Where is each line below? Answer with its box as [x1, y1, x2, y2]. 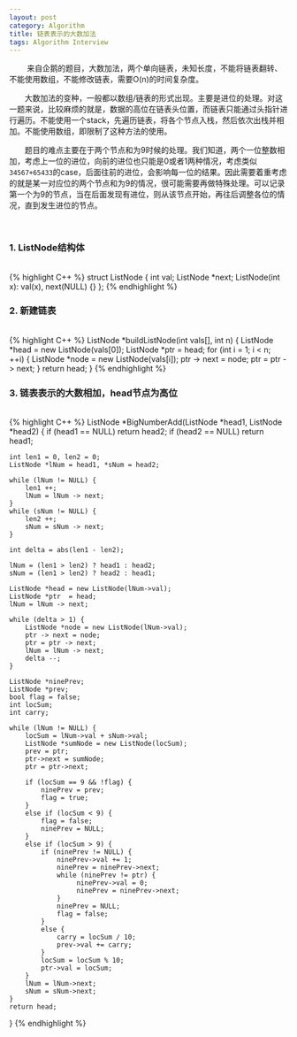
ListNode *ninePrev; [9, 678, 86, 687]
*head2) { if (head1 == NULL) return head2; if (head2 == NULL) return [9, 426, 264, 437]
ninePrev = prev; [41, 786, 104, 795]
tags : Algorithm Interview [9, 37, 109, 47]
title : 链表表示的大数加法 [9, 29, 97, 38]
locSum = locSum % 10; [41, 956, 125, 965]
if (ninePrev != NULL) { [41, 848, 133, 856]
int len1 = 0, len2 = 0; [9, 453, 101, 462]
